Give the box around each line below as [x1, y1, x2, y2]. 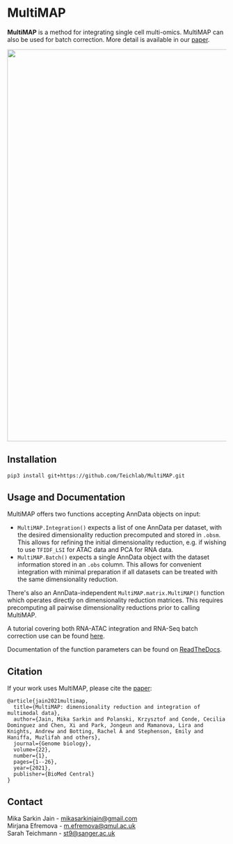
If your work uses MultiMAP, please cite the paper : [7, 684, 152, 693]
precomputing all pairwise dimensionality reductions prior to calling [7, 604, 200, 612]
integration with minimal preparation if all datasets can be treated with [17, 568, 218, 576]
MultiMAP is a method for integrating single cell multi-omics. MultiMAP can [7, 28, 224, 36]
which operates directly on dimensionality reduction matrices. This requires [7, 596, 224, 604]
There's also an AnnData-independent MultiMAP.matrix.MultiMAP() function [7, 589, 225, 597]
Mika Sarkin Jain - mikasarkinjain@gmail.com [7, 814, 138, 823]
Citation [7, 666, 43, 677]
